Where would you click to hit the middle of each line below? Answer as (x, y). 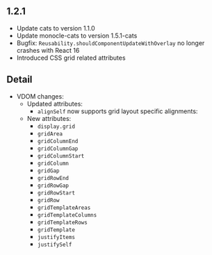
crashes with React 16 (48, 50)
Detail (19, 80)
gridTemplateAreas (64, 208)
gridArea (50, 134)
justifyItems (56, 237)
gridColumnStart (61, 156)
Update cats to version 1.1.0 (56, 28)
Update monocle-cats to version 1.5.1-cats (77, 35)
